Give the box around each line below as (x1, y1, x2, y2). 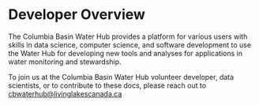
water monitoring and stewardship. (8, 57, 122, 66)
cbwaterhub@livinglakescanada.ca (8, 89, 122, 98)
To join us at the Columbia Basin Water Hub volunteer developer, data (8, 72, 235, 81)
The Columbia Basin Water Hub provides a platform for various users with (8, 32, 248, 41)
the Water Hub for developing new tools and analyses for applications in (8, 48, 243, 58)
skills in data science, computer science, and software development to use (8, 40, 251, 49)
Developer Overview (8, 6, 146, 24)
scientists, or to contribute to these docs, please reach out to (8, 81, 207, 90)
